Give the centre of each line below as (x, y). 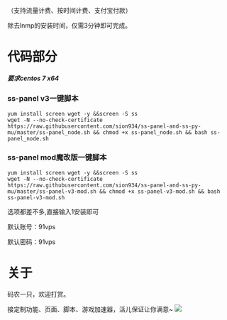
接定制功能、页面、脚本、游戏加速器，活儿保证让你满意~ (90, 309)
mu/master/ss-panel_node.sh (49, 132)
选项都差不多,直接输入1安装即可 (53, 211)
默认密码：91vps (32, 242)
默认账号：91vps (32, 226)
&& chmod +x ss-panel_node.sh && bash (150, 132)
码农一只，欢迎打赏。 (38, 294)
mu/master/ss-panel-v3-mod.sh (52, 191)
